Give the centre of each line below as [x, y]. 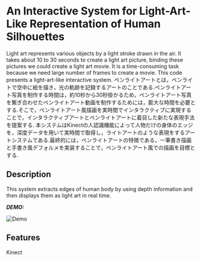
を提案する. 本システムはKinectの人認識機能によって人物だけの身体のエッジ [100, 125]
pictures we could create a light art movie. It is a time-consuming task [93, 66]
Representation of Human [95, 24]
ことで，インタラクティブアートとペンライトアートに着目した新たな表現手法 [100, 117]
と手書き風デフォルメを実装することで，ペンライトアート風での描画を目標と [101, 147]
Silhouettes [36, 37]
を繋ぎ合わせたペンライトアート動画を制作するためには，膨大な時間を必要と [101, 102]
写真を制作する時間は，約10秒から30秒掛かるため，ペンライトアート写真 [101, 95]
